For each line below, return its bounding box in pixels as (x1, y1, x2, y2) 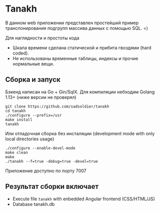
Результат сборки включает (5, 182, 99, 191)
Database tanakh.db (12, 201, 55, 207)
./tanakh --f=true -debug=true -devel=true (5, 159, 98, 164)
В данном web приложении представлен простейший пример (5, 20, 139, 26)
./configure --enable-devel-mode (5, 145, 76, 150)
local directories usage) (5, 136, 55, 142)
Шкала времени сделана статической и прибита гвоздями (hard (12, 44, 151, 50)
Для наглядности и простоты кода (5, 35, 80, 41)
